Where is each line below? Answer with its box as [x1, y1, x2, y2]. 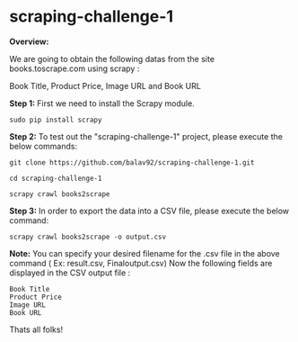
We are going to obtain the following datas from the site [9, 53, 215, 64]
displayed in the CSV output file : [9, 267, 131, 278]
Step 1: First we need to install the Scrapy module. [9, 97, 195, 109]
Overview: [9, 36, 49, 47]
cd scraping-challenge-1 [9, 174, 102, 183]
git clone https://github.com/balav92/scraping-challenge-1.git [9, 157, 255, 167]
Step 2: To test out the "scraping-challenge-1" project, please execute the [9, 130, 283, 141]
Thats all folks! [9, 324, 64, 335]
